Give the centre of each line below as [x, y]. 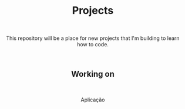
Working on [93, 74]
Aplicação [93, 100]
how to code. [93, 44]
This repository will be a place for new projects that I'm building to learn [93, 38]
